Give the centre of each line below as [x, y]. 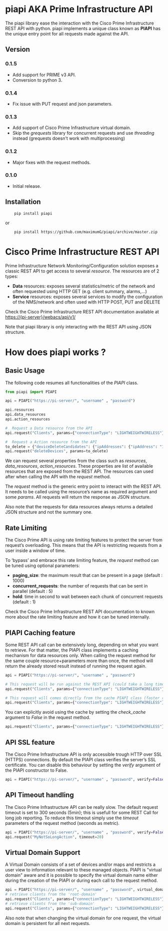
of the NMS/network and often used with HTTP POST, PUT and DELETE [86, 302]
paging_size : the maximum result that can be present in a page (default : [87, 575]
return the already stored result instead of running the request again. [76, 666]
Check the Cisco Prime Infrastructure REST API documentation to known [80, 611]
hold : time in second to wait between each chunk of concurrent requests [87, 596]
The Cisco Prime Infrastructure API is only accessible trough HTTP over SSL [84, 754]
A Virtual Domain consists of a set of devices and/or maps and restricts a [80, 864]
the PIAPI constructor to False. [36, 770]
